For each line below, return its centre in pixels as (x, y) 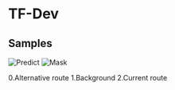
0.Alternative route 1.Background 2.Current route (88, 78)
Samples (31, 43)
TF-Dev (34, 14)
